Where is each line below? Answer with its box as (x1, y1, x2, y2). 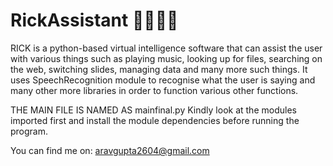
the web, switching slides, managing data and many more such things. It (10, 63, 308, 75)
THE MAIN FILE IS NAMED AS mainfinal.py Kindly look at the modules (10, 104, 297, 116)
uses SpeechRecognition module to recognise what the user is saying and (10, 74, 316, 86)
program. (10, 125, 49, 137)
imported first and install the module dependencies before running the (10, 114, 300, 126)
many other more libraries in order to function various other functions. (10, 84, 299, 96)
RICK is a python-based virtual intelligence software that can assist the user (10, 42, 323, 54)
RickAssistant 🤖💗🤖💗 (10, 9, 179, 32)
